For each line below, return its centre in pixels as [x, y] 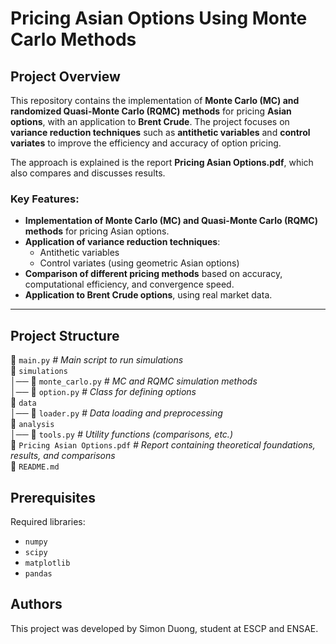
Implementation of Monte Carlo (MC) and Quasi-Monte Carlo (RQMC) [171, 221]
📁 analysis [32, 424]
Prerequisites [53, 497]
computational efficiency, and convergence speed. [129, 284]
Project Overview [65, 76]
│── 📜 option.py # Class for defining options [103, 392]
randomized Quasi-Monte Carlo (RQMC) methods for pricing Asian [151, 111]
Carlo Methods [73, 39]
